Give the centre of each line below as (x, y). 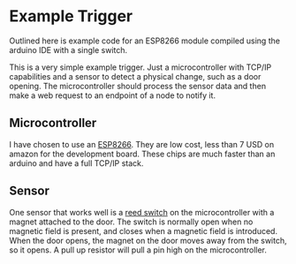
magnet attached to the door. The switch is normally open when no (131, 222)
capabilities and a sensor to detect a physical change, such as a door (135, 76)
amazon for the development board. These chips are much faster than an (142, 154)
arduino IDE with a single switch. (68, 49)
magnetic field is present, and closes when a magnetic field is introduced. (144, 230)
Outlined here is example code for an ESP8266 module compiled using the (145, 41)
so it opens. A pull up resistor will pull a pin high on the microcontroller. (138, 250)
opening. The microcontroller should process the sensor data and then (138, 86)
